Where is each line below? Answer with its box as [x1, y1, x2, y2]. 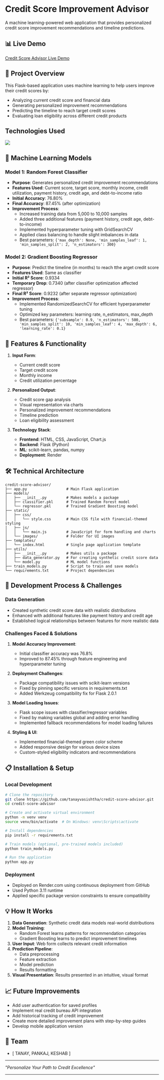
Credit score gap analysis [19, 397, 71, 402]
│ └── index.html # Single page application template [5, 542, 141, 547]
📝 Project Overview [5, 70, 65, 78]
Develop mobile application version [12, 1023, 83, 1029]
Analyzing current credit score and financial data [12, 97, 111, 103]
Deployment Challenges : [12, 670, 63, 676]
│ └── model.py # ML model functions [5, 559, 110, 564]
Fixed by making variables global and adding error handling [19, 714, 139, 720]
